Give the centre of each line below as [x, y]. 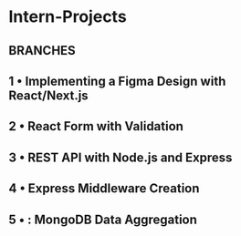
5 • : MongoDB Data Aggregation [103, 219]
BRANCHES [42, 51]
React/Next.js [48, 95]
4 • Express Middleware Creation [104, 189]
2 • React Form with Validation [96, 126]
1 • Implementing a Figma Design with [117, 81]
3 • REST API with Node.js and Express [120, 157]
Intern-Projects [68, 17]
